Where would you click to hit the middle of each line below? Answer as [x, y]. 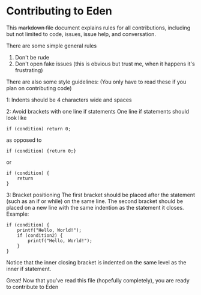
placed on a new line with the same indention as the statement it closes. [95, 207]
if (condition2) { [40, 236]
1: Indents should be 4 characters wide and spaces [69, 100]
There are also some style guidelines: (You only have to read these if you [96, 82]
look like [16, 118]
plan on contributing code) [39, 88]
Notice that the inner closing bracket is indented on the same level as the [96, 262]
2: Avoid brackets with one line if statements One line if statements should [98, 111]
